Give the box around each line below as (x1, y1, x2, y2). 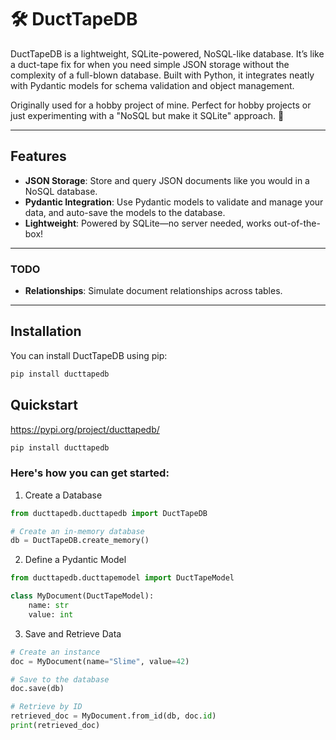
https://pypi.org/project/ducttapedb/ (10, 423, 160, 435)
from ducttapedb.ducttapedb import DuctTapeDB (10, 508, 208, 518)
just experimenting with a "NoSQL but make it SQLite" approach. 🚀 (10, 109, 285, 121)
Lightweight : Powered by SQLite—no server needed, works (24, 217, 272, 229)
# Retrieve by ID (10, 702, 83, 712)
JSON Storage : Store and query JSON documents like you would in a (24, 174, 310, 186)
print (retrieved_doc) (10, 721, 101, 731)
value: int (28, 609, 74, 620)
